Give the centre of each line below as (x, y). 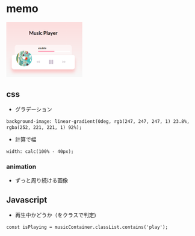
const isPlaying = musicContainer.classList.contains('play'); (87, 228)
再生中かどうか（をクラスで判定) (55, 215)
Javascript (27, 200)
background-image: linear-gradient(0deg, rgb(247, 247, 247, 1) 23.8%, (98, 121)
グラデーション (33, 109)
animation (21, 166)
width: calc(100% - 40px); (40, 151)
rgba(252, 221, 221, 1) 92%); (44, 127)
